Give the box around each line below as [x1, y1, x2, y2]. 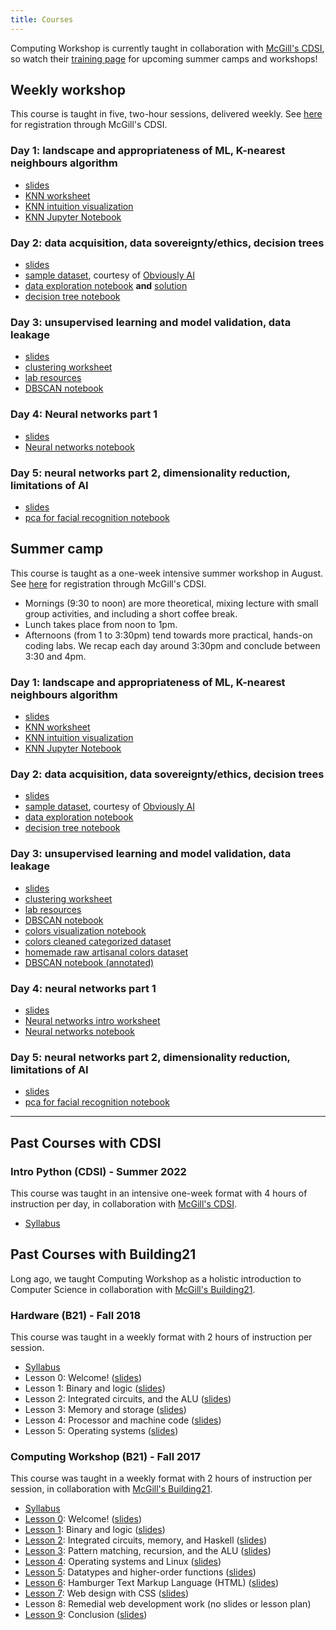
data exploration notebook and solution [24, 280, 188, 292]
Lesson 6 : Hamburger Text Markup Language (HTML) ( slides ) [24, 1577, 280, 1589]
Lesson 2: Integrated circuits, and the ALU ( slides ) [24, 1393, 232, 1405]
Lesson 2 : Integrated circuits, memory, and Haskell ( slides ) [24, 1534, 267, 1546]
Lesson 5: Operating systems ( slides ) [24, 1425, 179, 1437]
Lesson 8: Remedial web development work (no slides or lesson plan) [24, 1598, 312, 1610]
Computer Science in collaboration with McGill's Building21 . [10, 1283, 256, 1295]
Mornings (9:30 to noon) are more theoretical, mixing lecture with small [24, 597, 319, 609]
